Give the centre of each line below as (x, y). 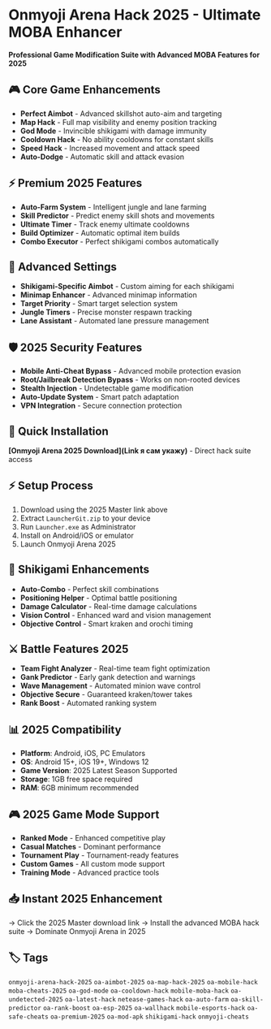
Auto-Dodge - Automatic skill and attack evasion (102, 157)
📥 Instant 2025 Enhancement (86, 899)
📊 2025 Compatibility (65, 730)
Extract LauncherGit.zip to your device (85, 518)
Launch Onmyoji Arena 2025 (68, 544)
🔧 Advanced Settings (63, 267)
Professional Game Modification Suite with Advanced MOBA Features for (134, 54)
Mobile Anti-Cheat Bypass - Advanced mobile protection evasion (131, 371)
